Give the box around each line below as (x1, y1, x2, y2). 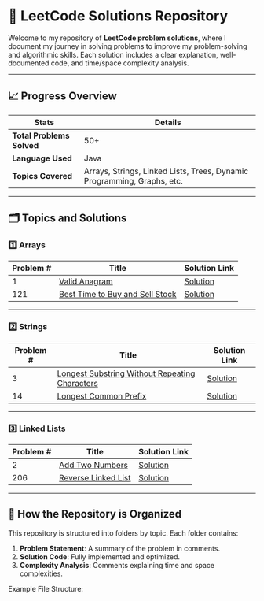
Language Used (12, 153, 72, 164)
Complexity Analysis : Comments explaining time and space (19, 560, 215, 569)
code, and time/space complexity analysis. (50, 58, 189, 68)
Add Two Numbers (58, 460, 128, 471)
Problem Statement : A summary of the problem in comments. (19, 543, 221, 553)
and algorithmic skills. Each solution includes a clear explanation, (8, 50, 218, 59)
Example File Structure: (8, 584, 84, 593)
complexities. (19, 569, 63, 578)
